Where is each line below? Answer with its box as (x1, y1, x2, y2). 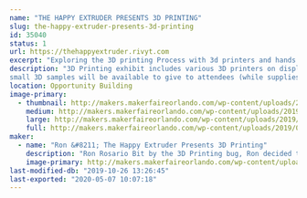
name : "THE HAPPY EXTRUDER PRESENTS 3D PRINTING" (9, 13, 203, 23)
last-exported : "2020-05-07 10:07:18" (9, 174, 157, 183)
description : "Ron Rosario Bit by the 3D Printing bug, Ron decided (26, 149, 292, 158)
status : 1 (9, 38, 48, 48)
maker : (9, 132, 35, 141)
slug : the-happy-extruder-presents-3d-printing (9, 22, 195, 31)
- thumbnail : (17, 98, 68, 108)
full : (26, 124, 48, 133)
